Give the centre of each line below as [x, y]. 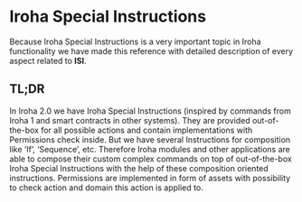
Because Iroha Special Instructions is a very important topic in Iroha [135, 41]
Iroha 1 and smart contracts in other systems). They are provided [130, 120]
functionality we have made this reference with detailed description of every [151, 50]
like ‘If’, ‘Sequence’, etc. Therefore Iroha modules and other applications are [150, 149]
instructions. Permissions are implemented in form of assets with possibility [150, 178]
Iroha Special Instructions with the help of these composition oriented [139, 168]
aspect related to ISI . [48, 60]
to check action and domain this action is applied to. [106, 188]
